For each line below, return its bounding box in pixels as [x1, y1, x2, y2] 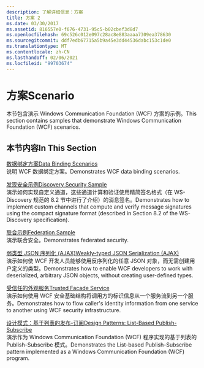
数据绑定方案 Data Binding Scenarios [6, 160, 98, 167]
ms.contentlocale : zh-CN [6, 49, 70, 55]
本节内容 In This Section [6, 142, 97, 153]
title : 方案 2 [6, 15, 41, 21]
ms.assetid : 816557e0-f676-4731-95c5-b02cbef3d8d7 [6, 26, 138, 33]
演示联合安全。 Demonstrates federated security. [6, 237, 129, 244]
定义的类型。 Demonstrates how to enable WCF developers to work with [11, 265, 193, 272]
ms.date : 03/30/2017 [6, 20, 59, 26]
